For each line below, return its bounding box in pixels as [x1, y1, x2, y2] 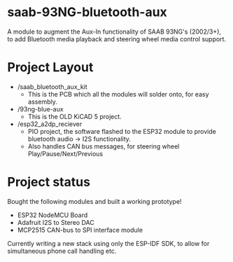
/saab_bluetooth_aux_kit [17, 82, 87, 91]
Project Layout [7, 60, 94, 76]
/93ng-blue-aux [17, 104, 64, 113]
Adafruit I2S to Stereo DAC [17, 218, 94, 226]
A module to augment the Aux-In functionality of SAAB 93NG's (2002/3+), [7, 27, 222, 36]
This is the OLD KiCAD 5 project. [27, 112, 122, 120]
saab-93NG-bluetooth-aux [7, 4, 168, 20]
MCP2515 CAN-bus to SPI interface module [17, 226, 143, 234]
